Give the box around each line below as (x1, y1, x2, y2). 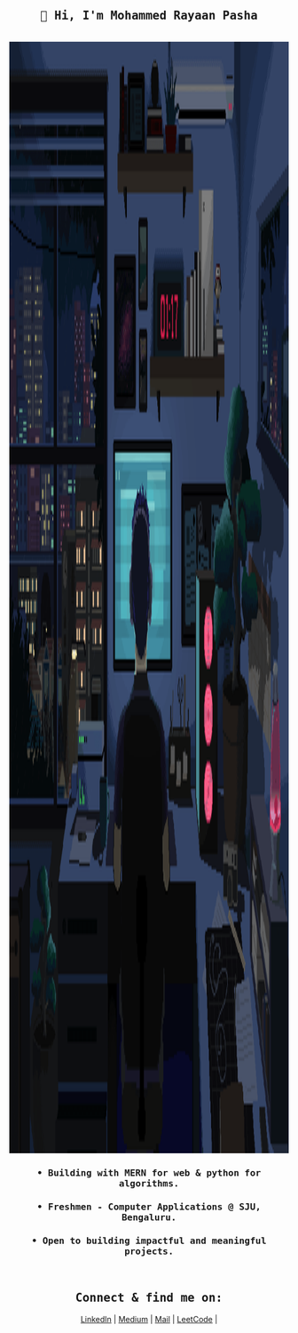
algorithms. (118, 1177, 180, 1189)
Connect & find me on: (74, 1290, 223, 1305)
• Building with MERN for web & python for (36, 1167, 262, 1178)
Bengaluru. (121, 1211, 177, 1223)
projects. (123, 1245, 175, 1257)
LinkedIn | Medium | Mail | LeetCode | (80, 1313, 218, 1324)
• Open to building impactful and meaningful (31, 1234, 267, 1247)
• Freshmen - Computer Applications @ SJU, (36, 1201, 262, 1213)
